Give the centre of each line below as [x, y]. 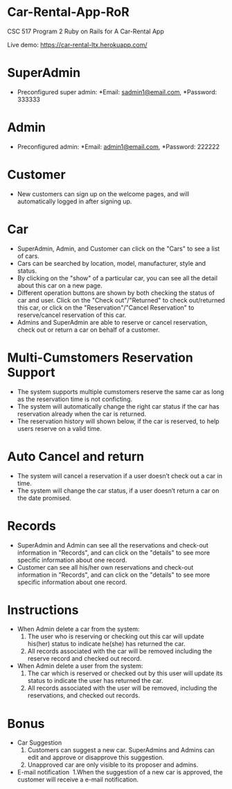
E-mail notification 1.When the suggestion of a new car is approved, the [120, 772]
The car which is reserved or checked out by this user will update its [125, 673]
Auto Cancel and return [75, 456]
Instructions [43, 610]
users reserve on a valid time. [59, 428]
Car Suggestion [39, 743]
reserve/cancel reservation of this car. [72, 315]
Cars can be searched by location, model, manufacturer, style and [111, 263]
